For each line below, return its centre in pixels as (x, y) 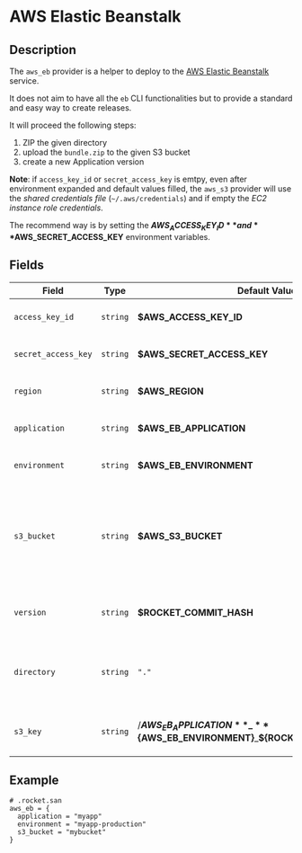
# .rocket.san (36, 801)
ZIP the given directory (65, 142)
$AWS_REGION (171, 391)
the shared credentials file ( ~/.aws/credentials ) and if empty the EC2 (138, 198)
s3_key (28, 731)
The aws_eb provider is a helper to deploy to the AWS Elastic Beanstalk (139, 71)
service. (24, 81)
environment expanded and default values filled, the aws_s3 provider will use (151, 189)
